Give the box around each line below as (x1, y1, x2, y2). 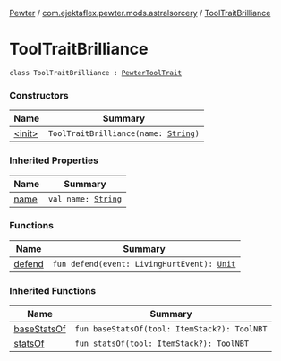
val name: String (47, 193, 123, 204)
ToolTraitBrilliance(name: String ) (47, 129, 200, 139)
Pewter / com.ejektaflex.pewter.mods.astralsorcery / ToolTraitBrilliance (9, 8, 271, 18)
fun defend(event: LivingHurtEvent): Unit (52, 259, 236, 269)
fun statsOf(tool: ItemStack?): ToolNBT (74, 339, 249, 348)
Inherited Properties (9, 154, 98, 167)
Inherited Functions (9, 284, 97, 297)
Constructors (9, 89, 69, 101)
